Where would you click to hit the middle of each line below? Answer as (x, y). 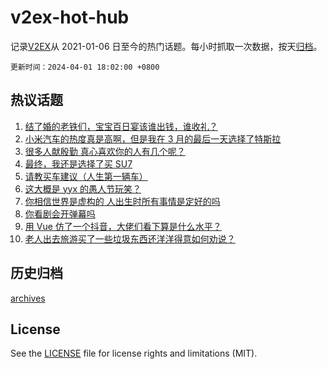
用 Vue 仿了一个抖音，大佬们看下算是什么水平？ (123, 226)
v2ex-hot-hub (70, 17)
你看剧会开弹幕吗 (60, 213)
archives (28, 298)
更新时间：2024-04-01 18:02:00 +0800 (85, 67)
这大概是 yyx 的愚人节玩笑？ (83, 188)
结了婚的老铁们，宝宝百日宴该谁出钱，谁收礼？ (121, 126)
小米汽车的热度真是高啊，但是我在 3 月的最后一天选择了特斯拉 (153, 138)
